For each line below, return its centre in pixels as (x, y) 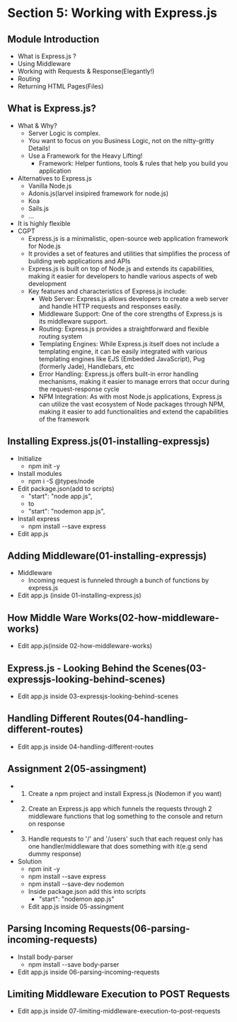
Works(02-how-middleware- (154, 618)
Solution (30, 861)
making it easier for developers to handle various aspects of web (123, 276)
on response (46, 824)
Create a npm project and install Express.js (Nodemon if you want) (125, 793)
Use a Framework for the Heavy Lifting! (85, 155)
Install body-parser (45, 957)
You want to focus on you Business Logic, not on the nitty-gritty (121, 140)
